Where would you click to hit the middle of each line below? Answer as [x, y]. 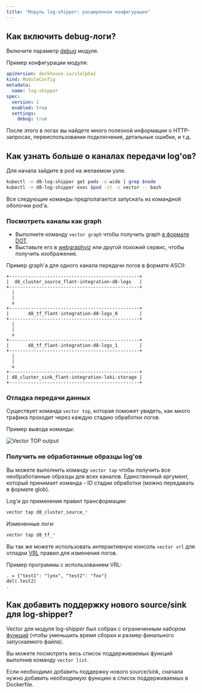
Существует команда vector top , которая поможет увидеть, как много [98, 411]
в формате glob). [28, 489]
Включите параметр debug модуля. [52, 51]
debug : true [32, 119]
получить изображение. [46, 254]
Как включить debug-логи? [61, 37]
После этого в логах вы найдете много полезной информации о [89, 130]
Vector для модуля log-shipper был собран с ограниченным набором [96, 629]
